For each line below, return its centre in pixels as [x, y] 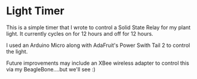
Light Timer [35, 11]
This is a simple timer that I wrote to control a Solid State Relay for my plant [98, 27]
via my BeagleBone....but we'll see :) [51, 69]
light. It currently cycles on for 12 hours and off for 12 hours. [80, 33]
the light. [17, 51]
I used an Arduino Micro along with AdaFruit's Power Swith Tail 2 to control [98, 45]
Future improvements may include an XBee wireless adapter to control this [98, 63]
